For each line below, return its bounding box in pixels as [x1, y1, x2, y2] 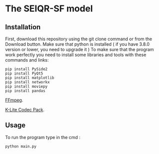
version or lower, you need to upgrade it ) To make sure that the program [5, 47, 154, 52]
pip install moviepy [5, 84, 48, 89]
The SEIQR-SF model [5, 3, 93, 14]
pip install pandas [5, 88, 46, 93]
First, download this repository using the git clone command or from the [5, 36, 153, 42]
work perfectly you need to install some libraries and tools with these [5, 52, 147, 58]
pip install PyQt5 [5, 71, 43, 76]
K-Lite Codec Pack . [5, 107, 45, 112]
